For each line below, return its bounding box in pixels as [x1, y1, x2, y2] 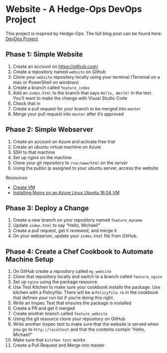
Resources [5, 175, 28, 180]
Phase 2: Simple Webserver [5, 125, 93, 134]
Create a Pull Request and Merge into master [12, 342, 105, 349]
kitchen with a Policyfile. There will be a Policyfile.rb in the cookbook [12, 289, 159, 295]
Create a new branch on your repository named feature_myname [12, 217, 143, 223]
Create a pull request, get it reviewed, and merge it [12, 228, 117, 234]
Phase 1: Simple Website [5, 50, 83, 59]
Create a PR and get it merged [12, 305, 75, 311]
